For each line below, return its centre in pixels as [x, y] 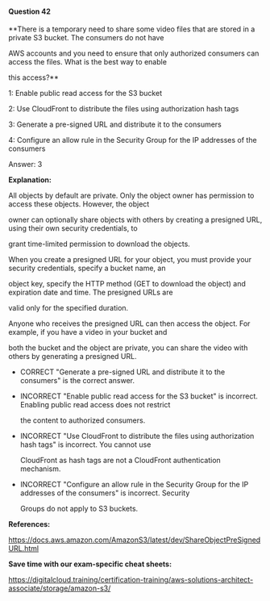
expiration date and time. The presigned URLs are [91, 292]
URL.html [23, 549]
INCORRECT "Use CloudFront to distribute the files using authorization [137, 436]
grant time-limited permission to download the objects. [100, 244]
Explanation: [30, 180]
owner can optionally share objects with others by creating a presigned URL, [135, 220]
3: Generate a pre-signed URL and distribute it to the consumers [115, 124]
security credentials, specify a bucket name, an [87, 268]
